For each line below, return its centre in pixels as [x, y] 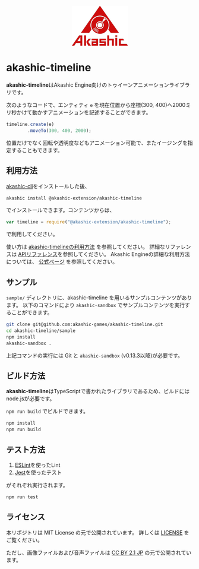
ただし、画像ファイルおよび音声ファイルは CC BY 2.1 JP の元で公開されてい [99, 552]
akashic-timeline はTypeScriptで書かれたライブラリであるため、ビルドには [98, 391]
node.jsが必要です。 [31, 399]
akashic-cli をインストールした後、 [48, 186]
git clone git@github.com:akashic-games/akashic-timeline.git [85, 325]
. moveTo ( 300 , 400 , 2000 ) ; [60, 131]
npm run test [22, 497]
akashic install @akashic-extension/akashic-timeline [74, 198]
